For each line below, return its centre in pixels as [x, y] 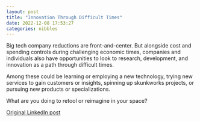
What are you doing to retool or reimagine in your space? [77, 101]
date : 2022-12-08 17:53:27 [40, 23]
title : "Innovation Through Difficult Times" [64, 17]
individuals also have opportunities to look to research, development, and [97, 58]
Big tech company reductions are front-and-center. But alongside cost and [99, 46]
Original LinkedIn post [33, 112]
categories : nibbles [32, 29]
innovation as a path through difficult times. [60, 65]
